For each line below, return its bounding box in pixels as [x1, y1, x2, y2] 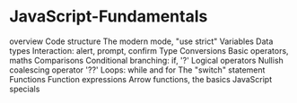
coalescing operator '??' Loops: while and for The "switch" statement [9, 64, 266, 75]
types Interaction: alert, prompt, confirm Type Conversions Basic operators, [9, 45, 289, 56]
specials [9, 83, 40, 94]
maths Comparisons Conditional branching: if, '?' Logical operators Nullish [9, 55, 284, 65]
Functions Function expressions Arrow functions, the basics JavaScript [9, 73, 272, 84]
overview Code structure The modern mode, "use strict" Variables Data [9, 36, 274, 47]
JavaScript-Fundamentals [9, 6, 208, 27]
